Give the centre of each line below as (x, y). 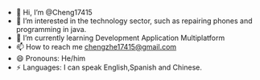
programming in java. (51, 29)
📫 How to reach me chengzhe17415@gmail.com (96, 47)
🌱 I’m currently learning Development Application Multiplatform (120, 38)
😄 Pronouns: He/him (51, 58)
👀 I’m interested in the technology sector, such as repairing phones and (134, 21)
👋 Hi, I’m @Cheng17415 (54, 12)
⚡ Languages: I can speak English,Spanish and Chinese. (109, 67)
